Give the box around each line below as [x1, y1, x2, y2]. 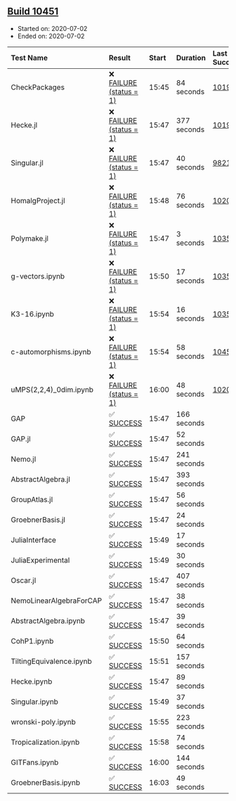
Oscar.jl [11, 575, 37, 585]
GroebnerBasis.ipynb [11, 777, 81, 787]
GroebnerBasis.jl [11, 515, 65, 525]
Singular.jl [11, 158, 44, 167]
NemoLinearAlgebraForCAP [11, 596, 103, 605]
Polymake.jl [11, 233, 49, 243]
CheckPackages [11, 82, 65, 92]
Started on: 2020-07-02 [17, 24, 88, 32]
